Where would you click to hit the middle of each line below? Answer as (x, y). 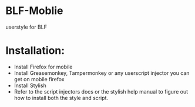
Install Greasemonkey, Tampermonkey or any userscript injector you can (102, 73)
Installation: (35, 51)
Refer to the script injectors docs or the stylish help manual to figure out (101, 91)
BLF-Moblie (34, 11)
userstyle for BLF (26, 27)
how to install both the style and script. (61, 98)
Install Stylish (30, 85)
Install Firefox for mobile (43, 67)
